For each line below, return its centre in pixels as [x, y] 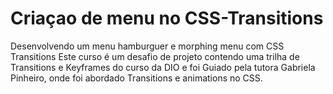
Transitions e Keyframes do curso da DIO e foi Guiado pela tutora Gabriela [163, 67]
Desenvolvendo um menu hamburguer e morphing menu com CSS [147, 46]
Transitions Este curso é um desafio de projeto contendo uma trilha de [155, 56]
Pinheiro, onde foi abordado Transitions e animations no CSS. [136, 78]
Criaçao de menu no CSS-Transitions [167, 18]
